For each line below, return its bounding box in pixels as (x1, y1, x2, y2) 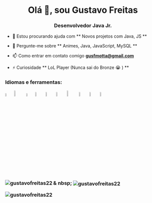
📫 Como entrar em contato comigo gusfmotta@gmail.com (12, 53, 134, 59)
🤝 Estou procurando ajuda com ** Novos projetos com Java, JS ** (12, 33, 147, 39)
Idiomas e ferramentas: (5, 79, 63, 86)
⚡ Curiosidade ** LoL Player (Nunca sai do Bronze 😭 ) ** (12, 64, 129, 71)
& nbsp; (53, 180, 73, 187)
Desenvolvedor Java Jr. (54, 22, 112, 29)
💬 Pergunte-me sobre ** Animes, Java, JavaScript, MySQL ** (12, 43, 137, 49)
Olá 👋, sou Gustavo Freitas (28, 4, 138, 16)
